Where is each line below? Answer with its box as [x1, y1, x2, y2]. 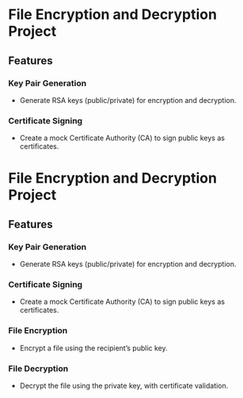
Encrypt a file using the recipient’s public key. [19, 343, 168, 353]
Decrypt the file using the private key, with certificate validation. [19, 381, 229, 390]
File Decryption [8, 362, 69, 373]
